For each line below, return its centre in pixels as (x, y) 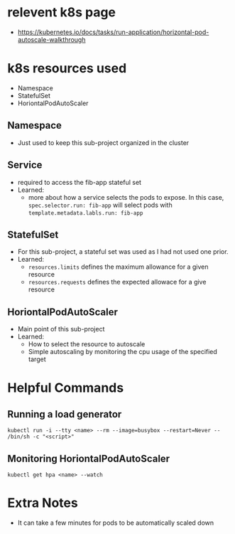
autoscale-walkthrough (51, 39)
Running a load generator (65, 414)
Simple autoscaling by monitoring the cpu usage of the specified (123, 352)
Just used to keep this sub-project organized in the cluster (103, 142)
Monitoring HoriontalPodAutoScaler (89, 458)
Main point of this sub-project (61, 329)
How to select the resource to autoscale (87, 344)
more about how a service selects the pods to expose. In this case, (126, 197)
